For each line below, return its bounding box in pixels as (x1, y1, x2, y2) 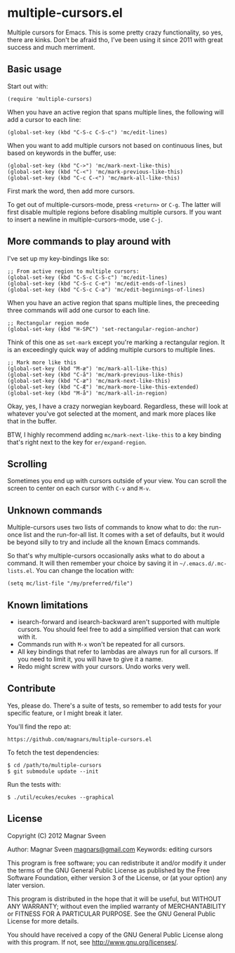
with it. (17, 633, 37, 641)
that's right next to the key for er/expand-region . (7, 438, 147, 446)
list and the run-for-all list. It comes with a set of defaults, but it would (23, 531, 224, 539)
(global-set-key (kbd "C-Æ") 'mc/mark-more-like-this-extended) (7, 384, 199, 391)
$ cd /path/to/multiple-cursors (7, 762, 102, 769)
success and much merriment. (7, 43, 95, 51)
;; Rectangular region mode (7, 319, 90, 327)
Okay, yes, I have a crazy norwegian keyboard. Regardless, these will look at (7, 402, 229, 410)
